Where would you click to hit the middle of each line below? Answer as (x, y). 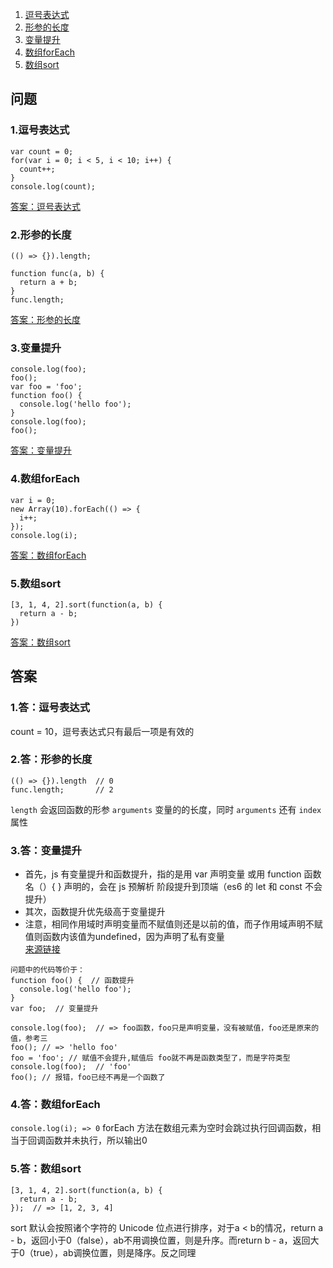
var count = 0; (42, 151)
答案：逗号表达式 (45, 206)
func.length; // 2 (62, 789)
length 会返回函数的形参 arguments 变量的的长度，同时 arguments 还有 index (166, 809)
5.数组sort (36, 583)
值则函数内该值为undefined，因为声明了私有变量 (124, 937)
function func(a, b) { (57, 273)
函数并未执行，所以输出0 (96, 1140)
